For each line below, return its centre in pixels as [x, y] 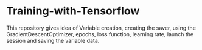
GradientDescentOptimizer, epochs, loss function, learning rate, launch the [100, 34]
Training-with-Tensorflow [73, 11]
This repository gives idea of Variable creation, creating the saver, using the [101, 28]
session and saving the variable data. [53, 40]
